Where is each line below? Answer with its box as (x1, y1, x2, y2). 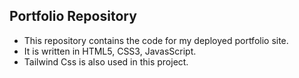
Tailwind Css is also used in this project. (23, 55, 189, 68)
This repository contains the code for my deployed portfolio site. (23, 34, 289, 46)
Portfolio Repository (9, 8, 137, 25)
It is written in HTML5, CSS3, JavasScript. (23, 45, 197, 57)
